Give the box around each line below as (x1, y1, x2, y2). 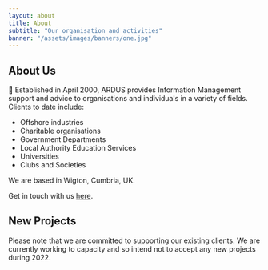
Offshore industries (19, 118, 84, 127)
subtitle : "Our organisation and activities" (8, 26, 162, 34)
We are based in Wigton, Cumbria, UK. (8, 175, 136, 185)
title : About (8, 19, 52, 27)
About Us (8, 63, 56, 77)
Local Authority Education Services (19, 143, 137, 153)
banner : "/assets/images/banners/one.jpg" (8, 34, 152, 42)
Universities (19, 151, 60, 161)
